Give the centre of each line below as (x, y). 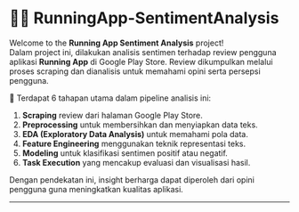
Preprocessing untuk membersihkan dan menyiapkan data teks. (140, 125)
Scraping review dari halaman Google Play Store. (112, 115)
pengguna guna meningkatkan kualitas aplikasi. (97, 189)
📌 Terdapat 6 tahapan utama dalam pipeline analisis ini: (110, 98)
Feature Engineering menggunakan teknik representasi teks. (134, 143)
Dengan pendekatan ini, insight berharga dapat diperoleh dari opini (132, 179)
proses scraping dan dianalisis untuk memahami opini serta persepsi (135, 71)
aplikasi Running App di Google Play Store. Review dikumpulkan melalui (141, 61)
